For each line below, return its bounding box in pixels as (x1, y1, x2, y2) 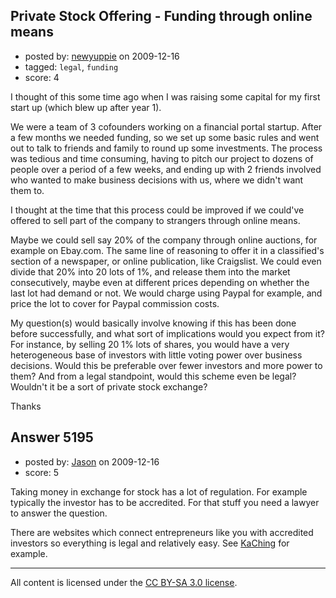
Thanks (10, 400, 42, 412)
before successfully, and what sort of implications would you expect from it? (10, 327, 325, 339)
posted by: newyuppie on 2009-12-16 (24, 50, 180, 62)
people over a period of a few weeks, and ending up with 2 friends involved (10, 163, 322, 175)
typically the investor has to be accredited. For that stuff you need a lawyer (10, 496, 320, 508)
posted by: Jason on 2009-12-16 (24, 455, 160, 468)
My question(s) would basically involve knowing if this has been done (10, 317, 297, 329)
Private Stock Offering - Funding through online (10, 8, 313, 25)
